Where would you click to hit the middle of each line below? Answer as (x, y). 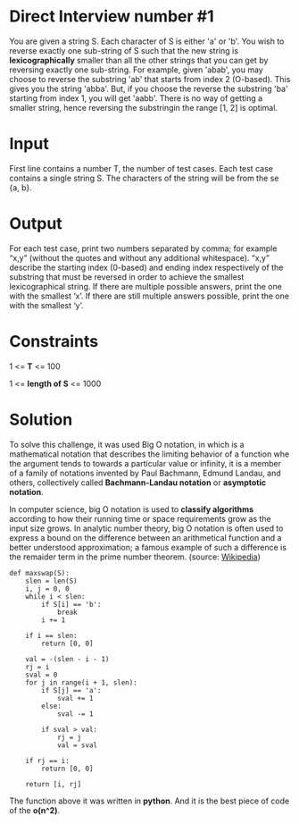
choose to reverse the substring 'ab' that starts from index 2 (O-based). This (150, 79)
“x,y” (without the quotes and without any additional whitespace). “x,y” (140, 257)
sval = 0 (42, 675)
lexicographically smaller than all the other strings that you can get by (139, 60)
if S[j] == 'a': (71, 690)
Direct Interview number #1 (112, 17)
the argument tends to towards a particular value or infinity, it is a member (145, 463)
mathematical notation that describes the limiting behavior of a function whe (149, 454)
